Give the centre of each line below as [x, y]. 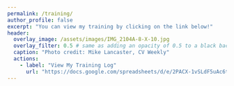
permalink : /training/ [40, 14]
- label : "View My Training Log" [68, 65]
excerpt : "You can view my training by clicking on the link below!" [110, 26]
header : [18, 33]
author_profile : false [40, 20]
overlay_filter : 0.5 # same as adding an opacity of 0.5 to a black [115, 46]
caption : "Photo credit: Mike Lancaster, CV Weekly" [92, 53]
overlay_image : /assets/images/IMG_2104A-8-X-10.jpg [92, 40]
